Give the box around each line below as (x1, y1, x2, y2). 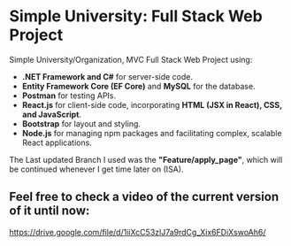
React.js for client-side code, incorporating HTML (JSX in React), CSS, (21, 99, 283, 110)
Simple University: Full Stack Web (9, 6, 263, 27)
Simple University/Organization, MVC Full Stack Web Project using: (9, 54, 253, 65)
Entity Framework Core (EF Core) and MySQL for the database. (21, 81, 256, 91)
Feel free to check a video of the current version (9, 189, 280, 204)
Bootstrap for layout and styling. (21, 118, 142, 129)
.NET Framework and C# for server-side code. (21, 71, 193, 81)
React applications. (21, 137, 93, 148)
